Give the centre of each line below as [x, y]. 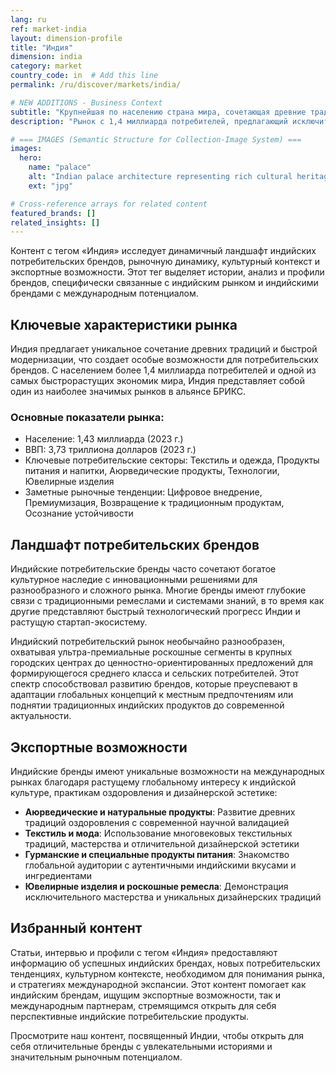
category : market [46, 66]
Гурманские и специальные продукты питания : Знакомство [157, 854]
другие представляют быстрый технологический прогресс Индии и [155, 612]
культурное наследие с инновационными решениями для [134, 580]
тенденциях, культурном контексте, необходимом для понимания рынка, [167, 973]
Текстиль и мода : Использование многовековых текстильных [158, 833]
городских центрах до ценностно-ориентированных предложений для [161, 663]
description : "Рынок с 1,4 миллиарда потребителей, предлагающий [149, 121]
